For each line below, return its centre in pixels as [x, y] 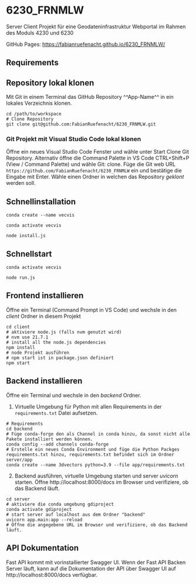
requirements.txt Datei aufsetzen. [56, 413]
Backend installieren [44, 381]
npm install [21, 347]
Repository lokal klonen [50, 83]
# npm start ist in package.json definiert [60, 358]
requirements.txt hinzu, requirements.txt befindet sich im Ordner [90, 454]
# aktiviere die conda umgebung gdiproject [60, 504]
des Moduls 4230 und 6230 [40, 32]
